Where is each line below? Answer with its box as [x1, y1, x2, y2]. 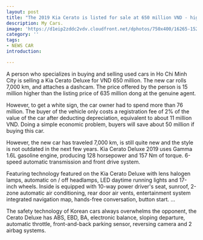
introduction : [6, 48, 42, 55]
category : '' [6, 32, 39, 38]
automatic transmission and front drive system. [23, 158, 141, 165]
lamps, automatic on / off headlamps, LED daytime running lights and [6, 176, 178, 184]
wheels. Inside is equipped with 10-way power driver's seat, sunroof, [18, 182, 190, 190]
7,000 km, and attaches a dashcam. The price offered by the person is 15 [6, 83, 188, 90]
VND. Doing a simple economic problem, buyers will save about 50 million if [6, 121, 195, 128]
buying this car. [6, 127, 45, 134]
